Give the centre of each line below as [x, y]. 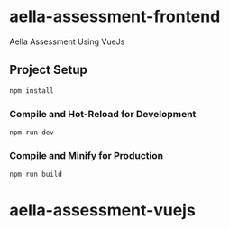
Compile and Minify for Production [87, 155]
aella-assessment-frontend [115, 17]
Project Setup [49, 70]
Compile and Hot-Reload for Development [103, 114]
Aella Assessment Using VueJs [67, 41]
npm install [32, 91]
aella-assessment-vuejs [102, 211]
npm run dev [32, 133]
